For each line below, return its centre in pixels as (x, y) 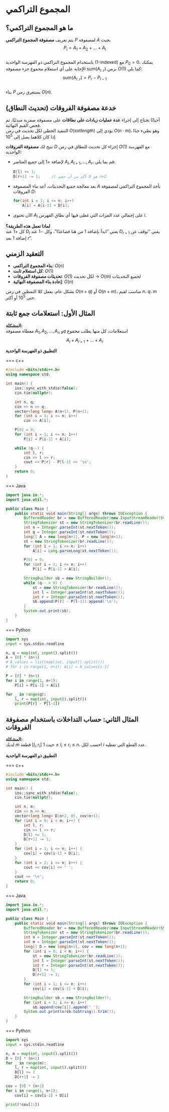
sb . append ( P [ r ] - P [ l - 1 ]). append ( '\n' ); (75, 601)
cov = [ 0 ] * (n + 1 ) (25, 1086)
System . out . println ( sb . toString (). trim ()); (70, 1012)
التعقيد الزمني (25, 254)
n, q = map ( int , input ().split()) (42, 653)
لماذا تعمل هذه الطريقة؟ (28, 226)
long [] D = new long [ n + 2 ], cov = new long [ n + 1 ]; (75, 947)
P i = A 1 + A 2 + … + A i (85, 48)
